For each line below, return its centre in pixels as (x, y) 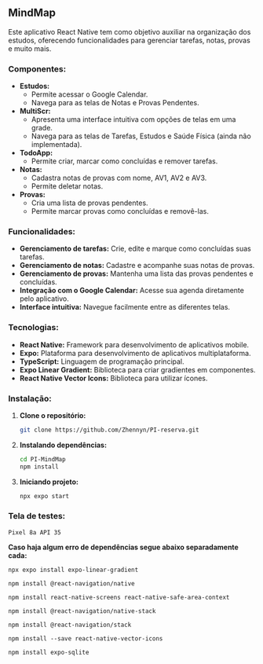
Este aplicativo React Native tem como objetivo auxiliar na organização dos (130, 31)
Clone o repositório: (53, 415)
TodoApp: (36, 153)
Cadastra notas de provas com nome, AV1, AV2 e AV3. (119, 178)
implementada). (57, 145)
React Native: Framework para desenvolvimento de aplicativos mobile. (134, 344)
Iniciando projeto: (49, 482)
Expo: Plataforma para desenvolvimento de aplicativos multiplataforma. (135, 353)
